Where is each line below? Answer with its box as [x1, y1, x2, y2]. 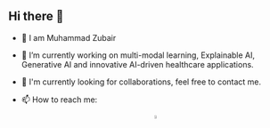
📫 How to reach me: [20, 94, 98, 105]
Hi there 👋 [8, 9, 64, 24]
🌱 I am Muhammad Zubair [20, 32, 117, 43]
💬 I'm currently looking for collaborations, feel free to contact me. [20, 76, 262, 87]
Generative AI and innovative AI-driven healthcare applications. [20, 59, 255, 69]
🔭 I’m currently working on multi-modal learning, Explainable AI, [20, 50, 256, 60]
